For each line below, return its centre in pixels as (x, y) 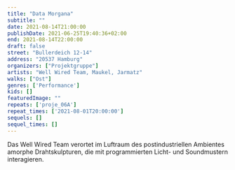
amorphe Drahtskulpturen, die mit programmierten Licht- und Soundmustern (117, 152)
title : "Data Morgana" (40, 14)
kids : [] (20, 92)
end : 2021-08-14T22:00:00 (45, 40)
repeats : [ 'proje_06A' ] (42, 105)
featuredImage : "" (34, 99)
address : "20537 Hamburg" (45, 59)
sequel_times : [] (33, 124)
